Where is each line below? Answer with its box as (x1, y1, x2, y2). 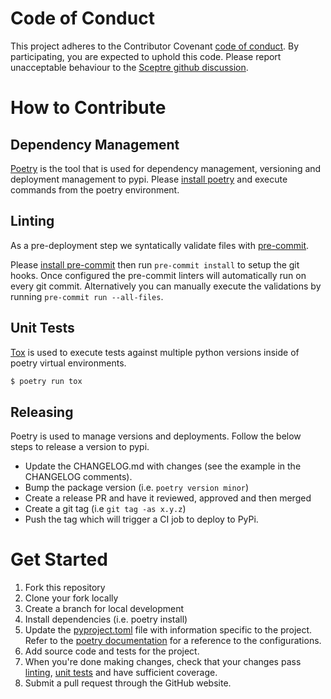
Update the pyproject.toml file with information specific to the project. (24, 624, 313, 636)
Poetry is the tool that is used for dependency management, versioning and (10, 162, 322, 174)
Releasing (10, 403, 74, 421)
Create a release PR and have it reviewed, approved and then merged (24, 492, 312, 504)
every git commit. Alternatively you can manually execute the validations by (10, 280, 322, 292)
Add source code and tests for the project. (24, 645, 200, 657)
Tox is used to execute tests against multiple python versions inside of (10, 346, 300, 358)
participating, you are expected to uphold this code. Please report (10, 50, 282, 62)
